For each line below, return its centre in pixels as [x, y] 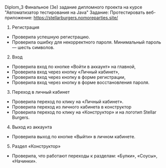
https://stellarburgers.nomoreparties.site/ [76, 18]
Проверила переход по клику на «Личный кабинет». [68, 102]
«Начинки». [24, 161]
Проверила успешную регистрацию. [51, 37]
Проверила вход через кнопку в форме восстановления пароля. [81, 82]
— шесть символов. [33, 47]
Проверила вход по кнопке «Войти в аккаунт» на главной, [74, 67]
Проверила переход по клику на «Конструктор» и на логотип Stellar [84, 112]
